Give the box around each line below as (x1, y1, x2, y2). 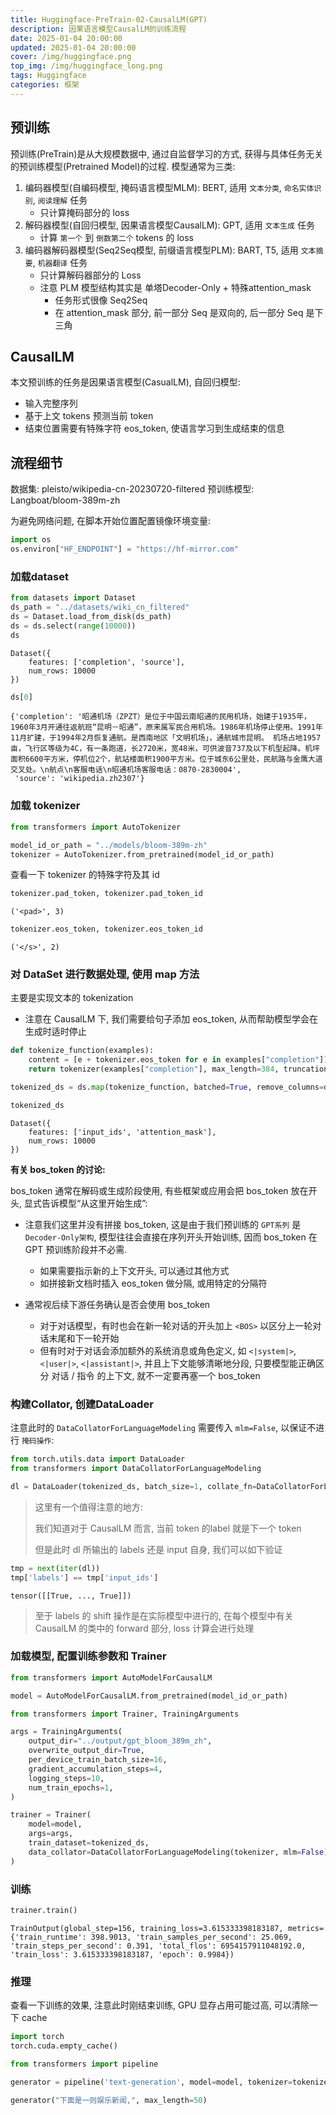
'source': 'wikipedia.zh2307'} (14, 774, 145, 784)
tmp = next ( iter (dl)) (10, 1563, 101, 1573)
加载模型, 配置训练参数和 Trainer (10, 1649, 167, 1663)
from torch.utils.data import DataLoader (10, 1454, 186, 1465)
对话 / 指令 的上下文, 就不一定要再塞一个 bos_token (51, 1369, 261, 1381)
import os (10, 535, 52, 545)
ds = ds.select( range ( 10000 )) (10, 621, 137, 631)
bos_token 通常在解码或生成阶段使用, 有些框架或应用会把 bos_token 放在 (10, 1184, 309, 1196)
